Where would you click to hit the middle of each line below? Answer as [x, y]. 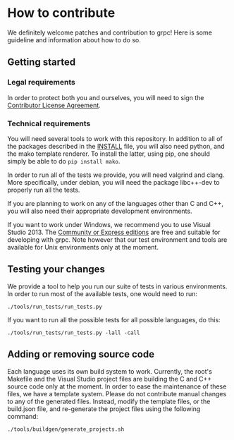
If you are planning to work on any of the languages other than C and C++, [116, 203]
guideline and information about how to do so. [74, 39]
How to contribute [61, 13]
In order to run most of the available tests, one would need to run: [103, 293]
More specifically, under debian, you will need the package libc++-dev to [113, 182]
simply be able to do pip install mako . [64, 161]
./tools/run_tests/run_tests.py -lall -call [74, 333]
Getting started [42, 62]
